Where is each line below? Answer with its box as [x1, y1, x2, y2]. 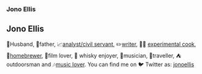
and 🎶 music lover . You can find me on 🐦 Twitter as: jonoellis [41, 61, 195, 68]
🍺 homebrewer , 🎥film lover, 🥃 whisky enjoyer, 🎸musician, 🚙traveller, [6, 51, 175, 59]
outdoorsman [6, 61, 41, 68]
